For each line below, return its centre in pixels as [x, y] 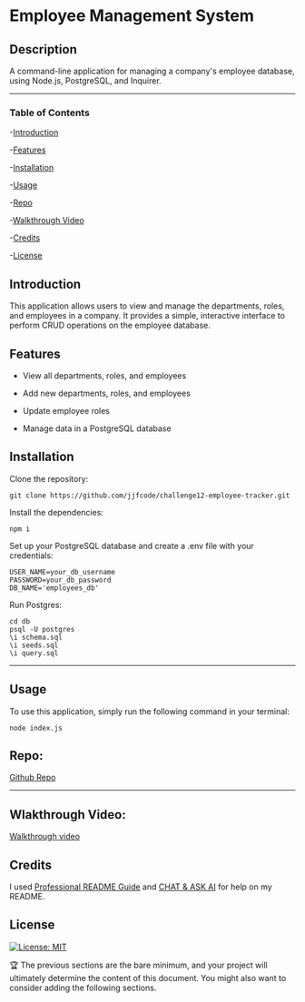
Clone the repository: [49, 478]
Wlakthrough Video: [68, 815]
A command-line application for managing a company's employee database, [152, 71]
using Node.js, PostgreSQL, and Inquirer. [85, 81]
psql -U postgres [42, 629]
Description [43, 49]
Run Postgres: [35, 604]
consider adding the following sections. [83, 987]
